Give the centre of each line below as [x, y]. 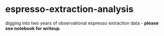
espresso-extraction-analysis [69, 9]
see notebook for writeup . [33, 28]
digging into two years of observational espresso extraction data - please [82, 23]
